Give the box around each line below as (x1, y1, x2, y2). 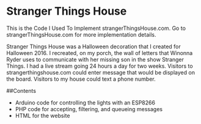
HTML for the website (15, 112, 70, 119)
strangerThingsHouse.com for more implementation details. (6, 31, 156, 38)
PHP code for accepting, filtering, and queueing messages (15, 105, 163, 112)
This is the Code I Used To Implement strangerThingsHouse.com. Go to (6, 24, 186, 32)
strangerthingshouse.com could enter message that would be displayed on (6, 68, 196, 76)
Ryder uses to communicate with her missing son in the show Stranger (6, 56, 185, 63)
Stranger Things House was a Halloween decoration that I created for (6, 43, 181, 50)
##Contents (6, 87, 37, 94)
